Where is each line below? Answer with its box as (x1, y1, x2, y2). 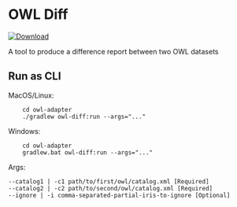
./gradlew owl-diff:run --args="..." (22, 113, 146, 120)
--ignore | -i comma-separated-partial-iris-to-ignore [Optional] (8, 191, 231, 199)
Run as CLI (8, 69, 61, 83)
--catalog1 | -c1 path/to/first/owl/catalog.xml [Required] (8, 177, 210, 186)
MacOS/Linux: (8, 91, 54, 100)
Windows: (8, 126, 41, 135)
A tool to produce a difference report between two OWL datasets (8, 46, 219, 56)
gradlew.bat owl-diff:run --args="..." (22, 148, 154, 157)
